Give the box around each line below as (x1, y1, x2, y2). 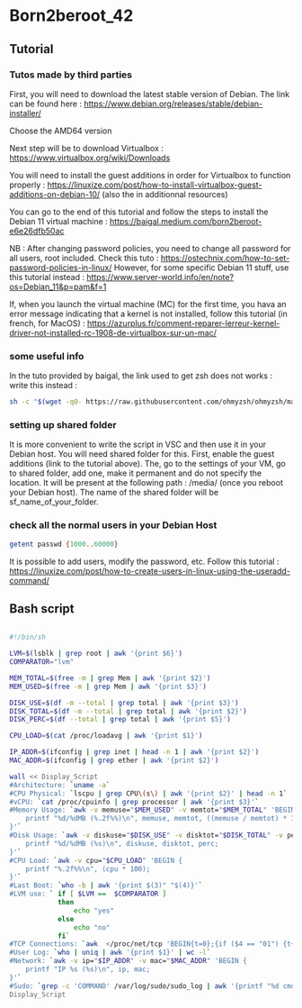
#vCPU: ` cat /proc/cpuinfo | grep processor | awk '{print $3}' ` (9, 797, 259, 806)
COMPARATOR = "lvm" (9, 658, 75, 667)
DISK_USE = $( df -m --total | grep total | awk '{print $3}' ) (9, 698, 240, 707)
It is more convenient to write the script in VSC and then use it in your (9, 439, 267, 450)
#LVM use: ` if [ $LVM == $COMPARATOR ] (9, 889, 167, 899)
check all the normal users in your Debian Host (9, 519, 218, 531)
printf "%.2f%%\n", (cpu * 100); (25, 864, 151, 874)
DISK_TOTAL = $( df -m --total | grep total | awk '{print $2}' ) (9, 706, 247, 716)
